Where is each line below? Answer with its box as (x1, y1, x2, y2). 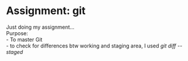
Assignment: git (6, 4, 86, 18)
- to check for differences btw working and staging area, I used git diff (6, 42, 176, 49)
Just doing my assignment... (6, 23, 75, 30)
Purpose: (6, 29, 28, 36)
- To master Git (6, 36, 43, 43)
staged (6, 48, 23, 55)
